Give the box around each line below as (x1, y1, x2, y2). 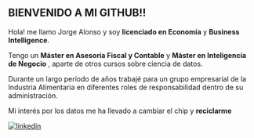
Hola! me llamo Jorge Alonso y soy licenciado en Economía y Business (8, 27, 240, 36)
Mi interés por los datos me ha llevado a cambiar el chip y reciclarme (8, 106, 232, 115)
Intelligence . (8, 35, 49, 45)
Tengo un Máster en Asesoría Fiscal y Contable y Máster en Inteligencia (8, 50, 247, 60)
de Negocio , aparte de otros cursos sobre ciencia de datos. (8, 59, 203, 68)
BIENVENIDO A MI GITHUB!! (8, 6, 147, 20)
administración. (8, 90, 58, 100)
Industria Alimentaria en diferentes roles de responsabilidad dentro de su (8, 82, 244, 92)
